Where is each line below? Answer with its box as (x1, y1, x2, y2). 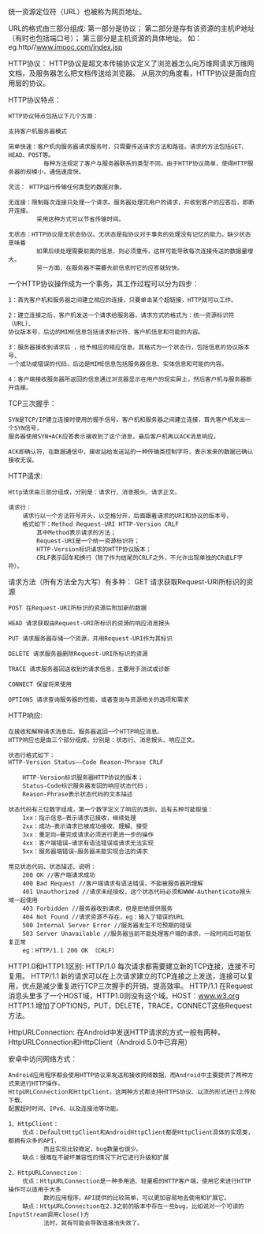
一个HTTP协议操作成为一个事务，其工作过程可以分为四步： (8, 279, 199, 288)
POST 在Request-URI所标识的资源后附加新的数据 (8, 604, 147, 612)
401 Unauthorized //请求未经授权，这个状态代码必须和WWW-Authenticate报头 (22, 888, 252, 896)
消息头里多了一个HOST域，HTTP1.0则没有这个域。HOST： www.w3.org (8, 991, 240, 1000)
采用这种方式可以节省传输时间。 (36, 215, 125, 223)
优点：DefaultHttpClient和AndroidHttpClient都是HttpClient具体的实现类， (22, 1128, 255, 1136)
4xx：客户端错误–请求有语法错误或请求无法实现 (22, 839, 154, 847)
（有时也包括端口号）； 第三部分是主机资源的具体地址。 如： (8, 34, 203, 43)
